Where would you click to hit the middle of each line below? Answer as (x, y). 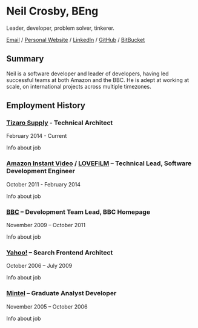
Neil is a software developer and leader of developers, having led (87, 73)
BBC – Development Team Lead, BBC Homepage (78, 212)
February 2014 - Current (37, 136)
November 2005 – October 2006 (47, 306)
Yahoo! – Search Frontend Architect (60, 252)
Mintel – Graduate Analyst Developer (61, 293)
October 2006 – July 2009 (39, 266)
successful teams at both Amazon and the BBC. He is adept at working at (98, 80)
